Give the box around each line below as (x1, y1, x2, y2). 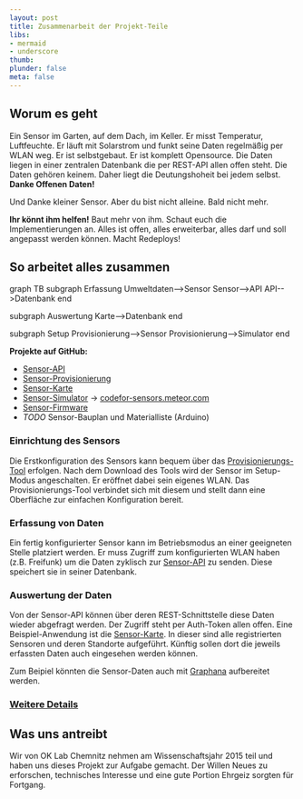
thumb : (9, 55, 34, 65)
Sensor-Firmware (22, 402, 89, 414)
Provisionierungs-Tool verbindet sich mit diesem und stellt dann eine (9, 484, 266, 495)
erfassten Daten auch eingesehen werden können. (9, 648, 199, 659)
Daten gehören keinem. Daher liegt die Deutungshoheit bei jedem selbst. (9, 169, 281, 180)
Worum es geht (9, 106, 98, 122)
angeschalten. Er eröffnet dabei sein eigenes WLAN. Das (37, 474, 250, 485)
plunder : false (9, 65, 67, 74)
